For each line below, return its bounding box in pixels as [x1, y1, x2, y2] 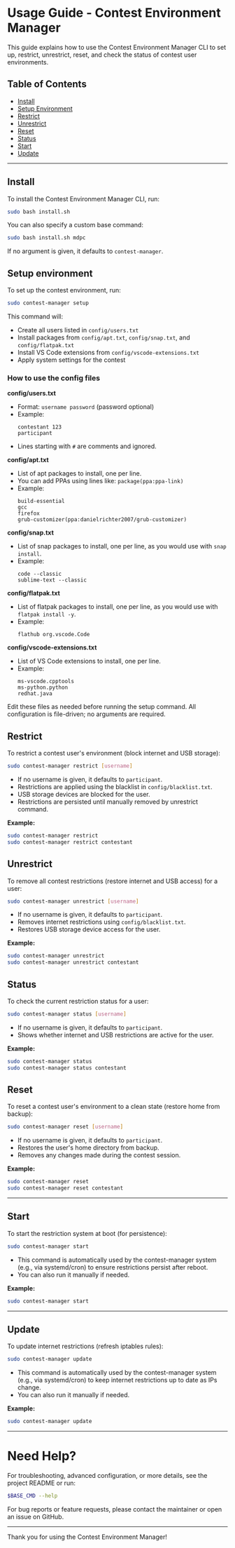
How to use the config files [7, 373, 100, 383]
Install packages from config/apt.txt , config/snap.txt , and [17, 333, 190, 342]
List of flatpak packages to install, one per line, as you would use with [17, 603, 218, 611]
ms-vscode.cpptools [17, 678, 75, 685]
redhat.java [17, 690, 52, 697]
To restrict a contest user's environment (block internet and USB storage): [7, 749, 220, 758]
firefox [17, 510, 40, 517]
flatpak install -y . [17, 610, 76, 619]
